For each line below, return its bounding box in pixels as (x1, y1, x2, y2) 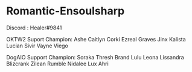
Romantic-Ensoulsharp (6, 4, 125, 18)
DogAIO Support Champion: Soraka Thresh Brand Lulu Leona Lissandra (6, 53, 184, 61)
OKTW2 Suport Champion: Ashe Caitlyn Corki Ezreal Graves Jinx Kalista (6, 35, 186, 43)
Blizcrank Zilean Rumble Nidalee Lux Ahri (6, 60, 109, 67)
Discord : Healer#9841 (6, 24, 62, 31)
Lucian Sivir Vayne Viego (6, 42, 68, 49)
